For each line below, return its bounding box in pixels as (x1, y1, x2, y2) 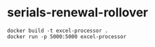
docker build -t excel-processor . (7, 27, 109, 34)
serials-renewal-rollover (7, 5, 148, 20)
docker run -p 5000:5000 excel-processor (7, 33, 127, 40)
